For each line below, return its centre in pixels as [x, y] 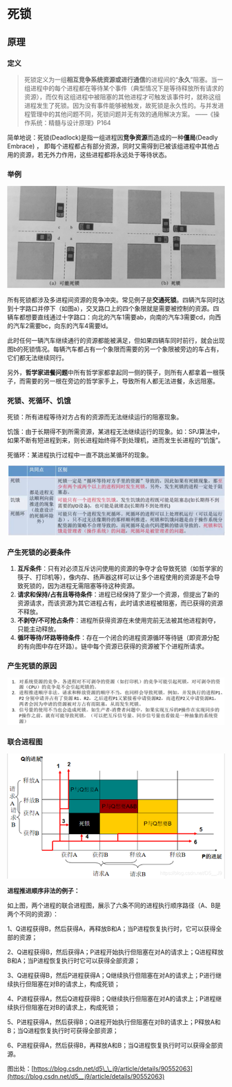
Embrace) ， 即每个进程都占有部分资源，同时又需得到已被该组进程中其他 [110, 146]
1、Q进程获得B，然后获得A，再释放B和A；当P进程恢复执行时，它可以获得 [112, 929]
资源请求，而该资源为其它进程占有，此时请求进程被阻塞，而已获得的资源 [120, 603]
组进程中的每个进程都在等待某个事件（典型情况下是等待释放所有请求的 [124, 88]
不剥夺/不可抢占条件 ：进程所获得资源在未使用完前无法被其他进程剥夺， [118, 620]
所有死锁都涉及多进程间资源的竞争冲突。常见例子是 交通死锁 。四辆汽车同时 [113, 300]
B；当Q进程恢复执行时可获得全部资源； [63, 1031]
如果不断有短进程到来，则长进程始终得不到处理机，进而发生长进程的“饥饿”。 [116, 440]
